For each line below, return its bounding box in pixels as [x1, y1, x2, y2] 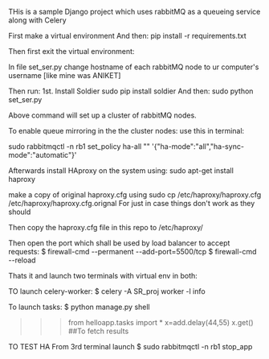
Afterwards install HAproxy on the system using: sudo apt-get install [8, 166, 234, 175]
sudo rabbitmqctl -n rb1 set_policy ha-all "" [8, 142, 150, 151]
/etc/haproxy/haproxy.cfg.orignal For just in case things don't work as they [8, 199, 255, 208]
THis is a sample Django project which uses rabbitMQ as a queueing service [8, 7, 261, 16]
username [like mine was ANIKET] [8, 71, 121, 80]
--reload [8, 255, 36, 265]
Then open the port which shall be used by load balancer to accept [8, 238, 230, 248]
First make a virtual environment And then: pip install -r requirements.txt [8, 31, 247, 40]
